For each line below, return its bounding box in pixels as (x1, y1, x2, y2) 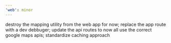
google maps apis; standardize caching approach (5, 32, 110, 38)
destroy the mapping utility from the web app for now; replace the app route (5, 21, 166, 27)
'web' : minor (5, 7, 33, 13)
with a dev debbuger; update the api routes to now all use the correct (5, 26, 152, 33)
